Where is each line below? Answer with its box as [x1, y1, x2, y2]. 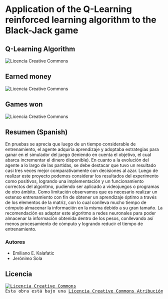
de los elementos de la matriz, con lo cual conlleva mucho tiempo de [5, 199, 146, 205]
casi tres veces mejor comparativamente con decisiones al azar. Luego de [5, 167, 158, 173]
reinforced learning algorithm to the [5, 14, 156, 25]
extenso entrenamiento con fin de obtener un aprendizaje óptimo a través [5, 194, 157, 200]
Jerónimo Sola [12, 255, 42, 261]
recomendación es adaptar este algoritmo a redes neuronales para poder [5, 210, 156, 216]
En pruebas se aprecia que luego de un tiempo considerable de [5, 141, 136, 147]
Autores [5, 238, 25, 245]
